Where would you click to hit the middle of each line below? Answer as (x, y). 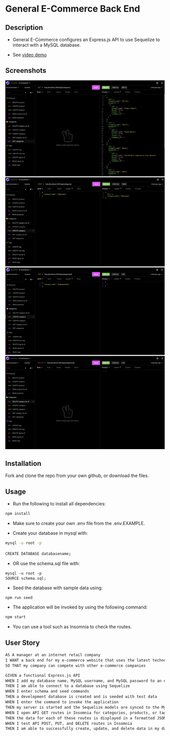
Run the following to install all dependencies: (59, 504)
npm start (16, 617)
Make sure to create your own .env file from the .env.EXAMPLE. (79, 523)
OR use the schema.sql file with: (46, 563)
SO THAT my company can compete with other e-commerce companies (75, 666)
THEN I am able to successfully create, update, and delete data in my (82, 729)
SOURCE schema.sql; (26, 578)
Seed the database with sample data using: (57, 588)
